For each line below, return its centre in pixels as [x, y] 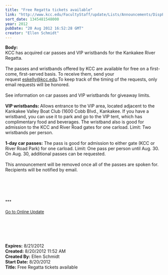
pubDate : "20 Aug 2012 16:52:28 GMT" [44, 29]
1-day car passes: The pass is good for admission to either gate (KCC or [80, 143]
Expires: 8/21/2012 [24, 246]
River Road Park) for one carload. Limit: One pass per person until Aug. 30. [82, 149]
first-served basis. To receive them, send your [67, 74]
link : [11, 15]
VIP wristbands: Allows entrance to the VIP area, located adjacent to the [80, 106]
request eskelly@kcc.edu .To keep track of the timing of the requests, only [81, 79]
